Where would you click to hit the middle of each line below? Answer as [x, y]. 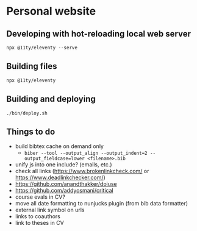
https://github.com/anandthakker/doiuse [66, 184]
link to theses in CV [39, 223]
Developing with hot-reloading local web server [99, 34]
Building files [32, 66]
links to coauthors [38, 216]
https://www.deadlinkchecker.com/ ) [60, 177]
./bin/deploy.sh [27, 113]
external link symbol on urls [50, 210]
